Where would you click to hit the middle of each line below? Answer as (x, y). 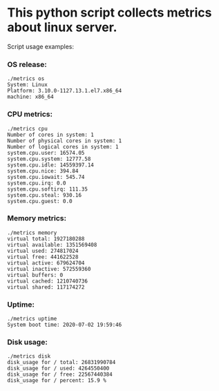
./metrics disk (29, 356)
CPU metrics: (30, 114)
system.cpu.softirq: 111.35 (48, 189)
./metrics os (26, 79)
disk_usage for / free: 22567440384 (60, 374)
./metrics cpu (28, 128)
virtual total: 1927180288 (46, 239)
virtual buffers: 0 (35, 275)
